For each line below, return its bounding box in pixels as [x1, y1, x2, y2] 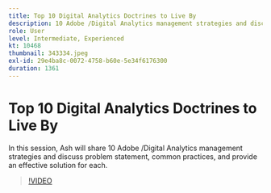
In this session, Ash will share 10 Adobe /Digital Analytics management [8, 143, 244, 153]
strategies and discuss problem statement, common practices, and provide [8, 151, 258, 162]
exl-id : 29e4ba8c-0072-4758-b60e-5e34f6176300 [8, 57, 168, 65]
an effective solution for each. [8, 160, 108, 170]
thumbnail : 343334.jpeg [8, 49, 89, 57]
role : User [8, 27, 45, 35]
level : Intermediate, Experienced [8, 34, 125, 43]
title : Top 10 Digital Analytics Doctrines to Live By [8, 11, 197, 20]
